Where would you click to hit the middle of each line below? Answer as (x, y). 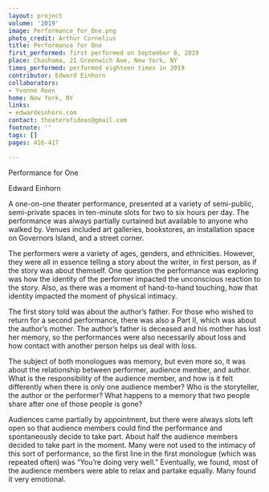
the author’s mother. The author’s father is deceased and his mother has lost (134, 328)
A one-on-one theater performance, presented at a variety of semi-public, (131, 203)
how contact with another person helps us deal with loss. (103, 345)
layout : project (35, 16)
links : (19, 105)
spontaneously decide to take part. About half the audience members (123, 436)
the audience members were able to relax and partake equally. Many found (132, 470)
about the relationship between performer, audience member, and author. (130, 369)
